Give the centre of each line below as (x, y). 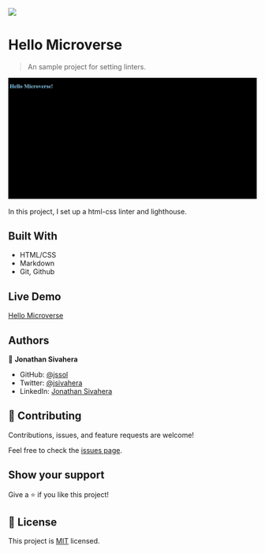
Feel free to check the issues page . (65, 450)
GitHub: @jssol (44, 374)
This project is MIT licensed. (54, 541)
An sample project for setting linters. (86, 66)
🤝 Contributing (45, 416)
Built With (33, 236)
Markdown (37, 263)
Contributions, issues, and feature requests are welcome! (101, 435)
